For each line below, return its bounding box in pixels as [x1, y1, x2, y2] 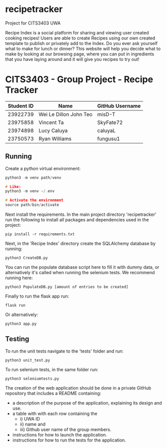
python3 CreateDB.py [5, 256, 48, 261]
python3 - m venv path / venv [5, 175, 61, 180]
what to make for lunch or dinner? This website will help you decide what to [5, 45, 161, 51]
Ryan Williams [38, 135, 71, 142]
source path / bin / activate [5, 202, 59, 208]
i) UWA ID [19, 416, 40, 422]
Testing [5, 335, 29, 343]
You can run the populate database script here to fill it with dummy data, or [5, 264, 159, 270]
